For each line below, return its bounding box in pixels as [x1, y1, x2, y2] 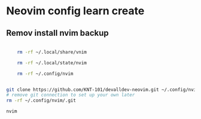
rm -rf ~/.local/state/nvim [17, 59, 87, 66]
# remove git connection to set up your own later [6, 92, 135, 98]
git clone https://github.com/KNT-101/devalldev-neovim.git [6, 86, 160, 93]
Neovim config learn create [6, 4, 145, 18]
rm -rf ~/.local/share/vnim [17, 49, 87, 55]
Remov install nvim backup [6, 28, 109, 38]
